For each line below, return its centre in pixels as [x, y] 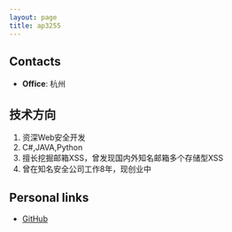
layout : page [33, 17]
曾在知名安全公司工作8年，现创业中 [87, 169]
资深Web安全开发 [54, 137]
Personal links [49, 197]
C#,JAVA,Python [52, 148]
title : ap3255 [35, 26]
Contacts [35, 62]
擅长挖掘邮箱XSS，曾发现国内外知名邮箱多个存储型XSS [123, 158]
